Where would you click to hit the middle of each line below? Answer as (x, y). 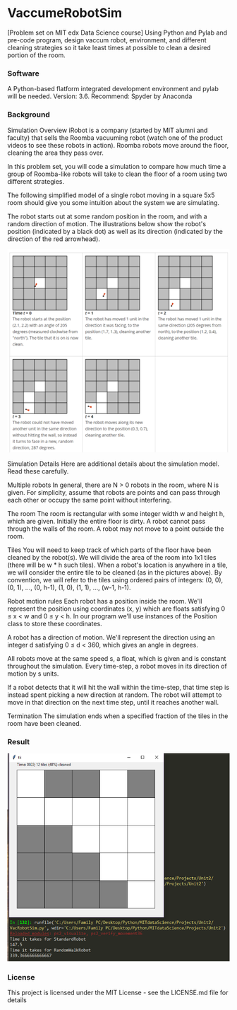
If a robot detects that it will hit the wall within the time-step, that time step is (119, 687)
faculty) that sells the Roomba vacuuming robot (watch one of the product (115, 137)
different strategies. (36, 181)
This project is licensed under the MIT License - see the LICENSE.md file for (118, 992)
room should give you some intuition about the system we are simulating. (114, 202)
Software (24, 74)
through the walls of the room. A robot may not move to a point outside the (116, 529)
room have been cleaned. (44, 723)
